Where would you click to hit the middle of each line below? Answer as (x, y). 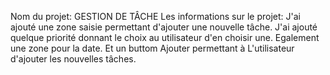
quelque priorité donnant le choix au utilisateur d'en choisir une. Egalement (165, 37)
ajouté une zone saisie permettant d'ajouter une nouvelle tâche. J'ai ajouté (164, 27)
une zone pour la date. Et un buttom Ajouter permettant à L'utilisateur (152, 48)
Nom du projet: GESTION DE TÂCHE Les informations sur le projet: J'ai (155, 16)
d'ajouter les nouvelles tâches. (73, 59)
